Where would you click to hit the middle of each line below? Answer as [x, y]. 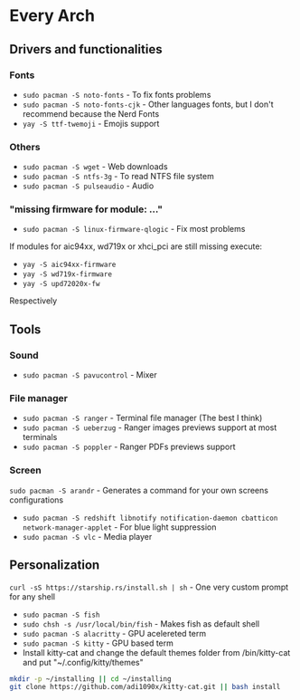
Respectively [33, 301]
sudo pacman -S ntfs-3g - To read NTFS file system [118, 177]
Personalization [55, 566]
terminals [40, 437]
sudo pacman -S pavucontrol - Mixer [90, 375]
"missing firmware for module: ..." [86, 209]
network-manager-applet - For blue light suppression [119, 527]
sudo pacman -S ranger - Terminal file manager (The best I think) [142, 418]
